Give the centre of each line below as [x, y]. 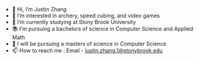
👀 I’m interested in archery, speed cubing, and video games [86, 16]
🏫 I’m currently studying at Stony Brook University [74, 22]
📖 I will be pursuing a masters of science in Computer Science [89, 44]
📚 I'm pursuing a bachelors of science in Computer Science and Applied [103, 29]
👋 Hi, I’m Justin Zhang [39, 9]
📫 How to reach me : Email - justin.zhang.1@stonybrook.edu [87, 50]
